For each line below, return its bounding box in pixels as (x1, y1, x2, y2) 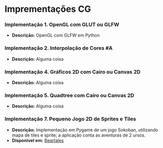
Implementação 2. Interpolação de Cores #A (4, 45, 113, 51)
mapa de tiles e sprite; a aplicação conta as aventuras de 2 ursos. (11, 132, 146, 138)
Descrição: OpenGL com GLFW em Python (11, 32, 100, 38)
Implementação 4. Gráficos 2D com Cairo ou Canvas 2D (4, 68, 141, 75)
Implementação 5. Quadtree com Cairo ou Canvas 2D (4, 92, 134, 99)
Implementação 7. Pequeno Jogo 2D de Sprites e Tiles (4, 115, 136, 122)
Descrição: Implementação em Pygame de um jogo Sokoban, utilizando (11, 127, 159, 133)
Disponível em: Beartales (11, 137, 64, 143)
